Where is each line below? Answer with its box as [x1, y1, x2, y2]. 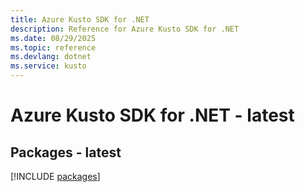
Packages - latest [10, 144, 122, 161]
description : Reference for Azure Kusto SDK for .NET [10, 24, 240, 34]
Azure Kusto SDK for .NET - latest [10, 104, 295, 127]
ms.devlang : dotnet [10, 52, 92, 62]
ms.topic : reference [10, 42, 97, 53]
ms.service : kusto [10, 61, 87, 71]
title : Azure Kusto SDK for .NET [10, 14, 150, 25]
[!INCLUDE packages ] [10, 171, 101, 182]
